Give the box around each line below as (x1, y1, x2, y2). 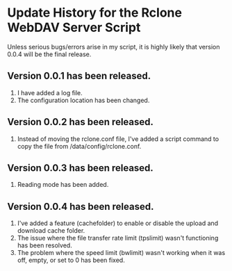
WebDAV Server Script (7, 19, 141, 35)
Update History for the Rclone (7, 5, 183, 21)
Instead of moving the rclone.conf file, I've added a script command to (17, 134, 219, 143)
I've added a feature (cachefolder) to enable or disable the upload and (17, 219, 219, 227)
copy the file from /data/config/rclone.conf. (17, 142, 142, 150)
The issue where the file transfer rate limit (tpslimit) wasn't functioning (17, 234, 219, 243)
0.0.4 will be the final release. (7, 50, 92, 58)
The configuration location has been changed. (17, 96, 150, 104)
